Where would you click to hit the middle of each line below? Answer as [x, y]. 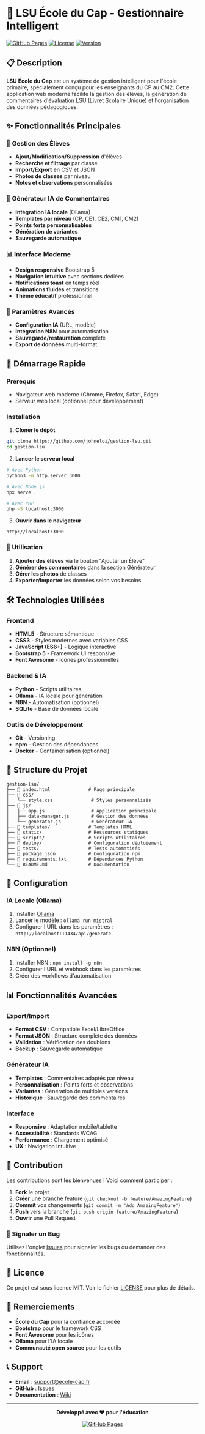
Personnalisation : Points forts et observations [74, 1084]
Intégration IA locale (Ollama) [53, 212]
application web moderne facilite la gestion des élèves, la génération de [97, 94]
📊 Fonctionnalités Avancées [62, 996]
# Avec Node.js [26, 486]
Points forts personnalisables [53, 225]
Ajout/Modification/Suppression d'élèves [68, 157]
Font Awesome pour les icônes [55, 1334]
